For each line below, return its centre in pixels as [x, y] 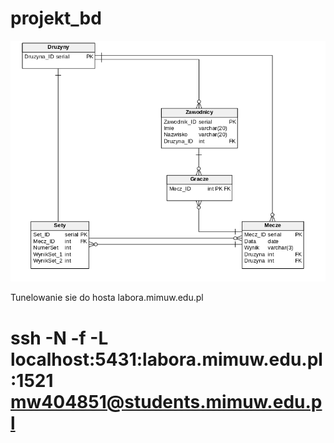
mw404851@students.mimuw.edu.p [166, 401]
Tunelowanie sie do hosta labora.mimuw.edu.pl [107, 298]
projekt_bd [56, 18]
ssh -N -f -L [59, 338]
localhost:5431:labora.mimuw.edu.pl [166, 359]
